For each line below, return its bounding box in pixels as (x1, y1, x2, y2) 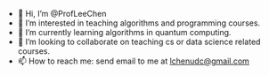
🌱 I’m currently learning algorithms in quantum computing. (17, 27, 232, 37)
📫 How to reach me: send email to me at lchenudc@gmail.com (17, 56, 249, 66)
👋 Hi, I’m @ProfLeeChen (17, 9, 107, 19)
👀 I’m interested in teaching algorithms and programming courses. (17, 18, 261, 28)
